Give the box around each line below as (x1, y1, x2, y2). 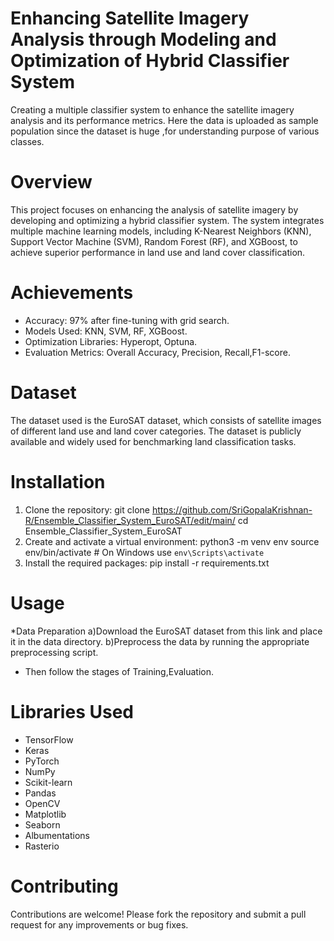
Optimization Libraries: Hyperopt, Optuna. (24, 335, 198, 347)
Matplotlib (24, 808, 67, 820)
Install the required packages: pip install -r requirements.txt (24, 557, 270, 569)
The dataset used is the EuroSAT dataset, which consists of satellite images (10, 414, 322, 426)
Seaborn (24, 818, 61, 831)
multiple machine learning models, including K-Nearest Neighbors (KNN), (10, 225, 312, 237)
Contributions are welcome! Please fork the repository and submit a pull (10, 908, 307, 920)
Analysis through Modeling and (10, 28, 277, 51)
